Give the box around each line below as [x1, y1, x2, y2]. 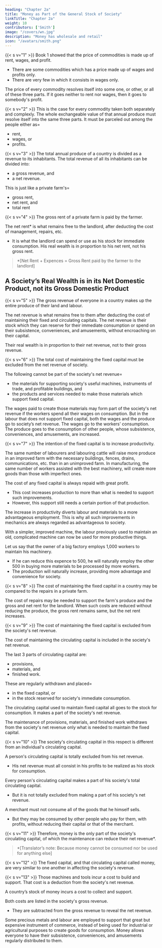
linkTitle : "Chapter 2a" [5, 16, 55, 21]
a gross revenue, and [12, 170, 55, 176]
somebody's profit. [5, 97, 43, 102]
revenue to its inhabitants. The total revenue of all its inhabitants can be [5, 156, 147, 162]
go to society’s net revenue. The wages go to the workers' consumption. [5, 421, 149, 427]
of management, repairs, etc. [5, 229, 63, 234]
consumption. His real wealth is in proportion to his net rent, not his [12, 243, 146, 249]
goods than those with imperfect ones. [5, 470, 82, 476]
